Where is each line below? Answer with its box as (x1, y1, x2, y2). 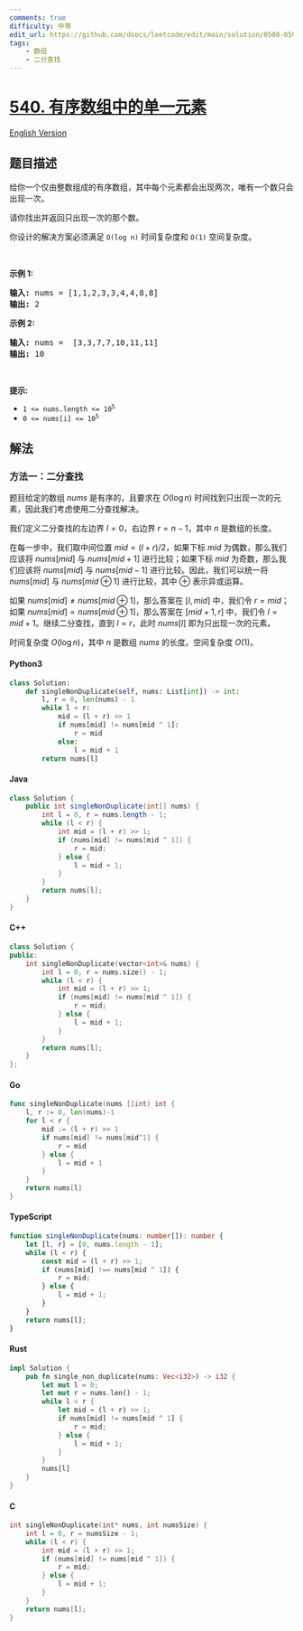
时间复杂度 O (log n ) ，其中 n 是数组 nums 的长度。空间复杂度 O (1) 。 (9, 637, 259, 648)
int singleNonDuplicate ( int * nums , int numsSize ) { (9, 1521, 207, 1530)
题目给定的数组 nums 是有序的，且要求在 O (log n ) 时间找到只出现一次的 (9, 492, 273, 503)
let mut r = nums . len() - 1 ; (41, 1389, 151, 1398)
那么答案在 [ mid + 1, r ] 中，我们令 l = (143, 606, 278, 617)
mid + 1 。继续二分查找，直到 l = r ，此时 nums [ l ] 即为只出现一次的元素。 (9, 618, 276, 629)
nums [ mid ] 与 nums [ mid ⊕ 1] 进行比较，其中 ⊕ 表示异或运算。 (9, 576, 248, 587)
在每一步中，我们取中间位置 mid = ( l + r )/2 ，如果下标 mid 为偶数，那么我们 (9, 542, 287, 553)
